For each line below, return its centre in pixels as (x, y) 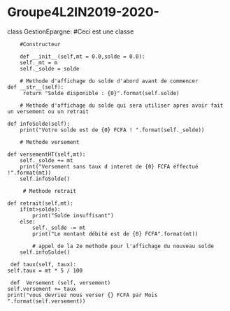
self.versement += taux (42, 289)
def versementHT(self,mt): (46, 154)
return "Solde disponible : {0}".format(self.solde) (101, 93)
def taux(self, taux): (43, 264)
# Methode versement (50, 142)
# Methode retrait (50, 191)
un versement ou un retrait (48, 111)
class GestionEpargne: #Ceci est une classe (71, 31)
